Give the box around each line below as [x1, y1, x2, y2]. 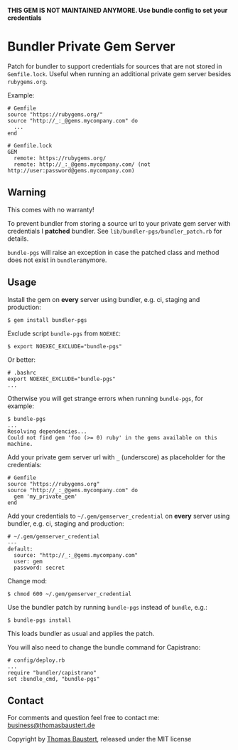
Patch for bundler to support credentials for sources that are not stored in [7, 62, 222, 71]
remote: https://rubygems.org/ [13, 155, 107, 162]
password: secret [13, 564, 65, 571]
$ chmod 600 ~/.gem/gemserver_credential [7, 590, 132, 598]
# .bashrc [7, 369, 37, 376]
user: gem [13, 558, 43, 565]
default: [7, 545, 33, 553]
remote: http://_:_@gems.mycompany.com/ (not [13, 160, 151, 168]
